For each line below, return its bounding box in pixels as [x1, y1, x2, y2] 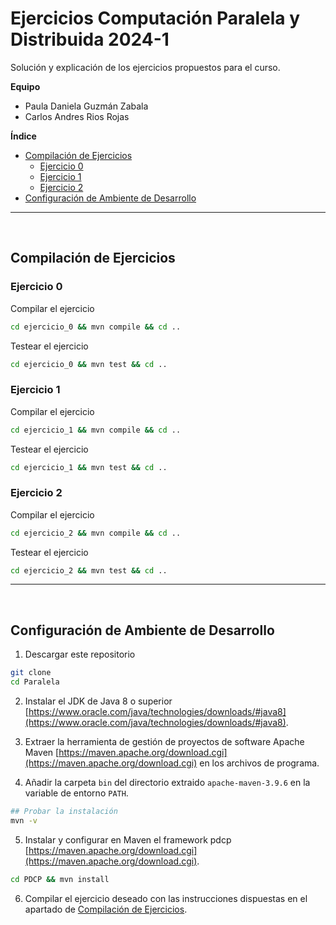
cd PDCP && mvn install [10, 874, 110, 884]
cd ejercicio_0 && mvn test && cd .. [10, 359, 168, 369]
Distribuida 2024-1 [10, 28, 170, 51]
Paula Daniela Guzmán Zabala [24, 100, 149, 112]
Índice [10, 130, 37, 142]
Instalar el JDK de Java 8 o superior [24, 695, 173, 707]
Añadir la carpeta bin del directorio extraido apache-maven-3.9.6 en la [24, 777, 311, 789]
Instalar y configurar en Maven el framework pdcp [24, 833, 232, 846]
